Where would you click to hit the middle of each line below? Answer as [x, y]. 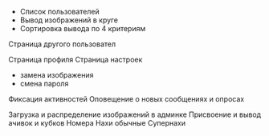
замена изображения [57, 75]
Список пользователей [59, 12]
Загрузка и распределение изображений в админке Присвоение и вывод [135, 114]
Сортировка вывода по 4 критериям [83, 28]
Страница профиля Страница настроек [75, 60]
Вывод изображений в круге [69, 20]
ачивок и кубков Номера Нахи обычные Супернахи [97, 123]
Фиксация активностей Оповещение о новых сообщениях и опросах [126, 99]
